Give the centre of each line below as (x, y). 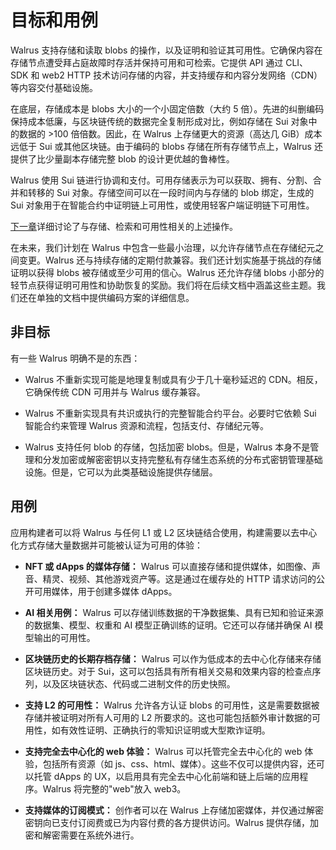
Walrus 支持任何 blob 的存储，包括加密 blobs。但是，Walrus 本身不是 (167, 447)
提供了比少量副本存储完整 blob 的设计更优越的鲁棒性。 (122, 158)
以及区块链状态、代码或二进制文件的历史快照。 (139, 683)
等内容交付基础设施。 (54, 87)
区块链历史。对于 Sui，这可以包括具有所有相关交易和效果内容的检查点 (168, 671)
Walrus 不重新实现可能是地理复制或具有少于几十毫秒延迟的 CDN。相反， (173, 379)
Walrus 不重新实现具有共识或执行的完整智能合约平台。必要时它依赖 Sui (170, 413)
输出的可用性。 (64, 637)
